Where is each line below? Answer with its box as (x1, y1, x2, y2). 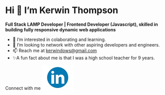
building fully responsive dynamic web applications (5, 26, 116, 32)
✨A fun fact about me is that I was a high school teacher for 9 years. (12, 55, 155, 61)
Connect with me (5, 85, 41, 91)
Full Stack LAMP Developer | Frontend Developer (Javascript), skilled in (5, 21, 158, 27)
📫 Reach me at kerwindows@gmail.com (12, 47, 97, 54)
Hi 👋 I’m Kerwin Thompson (5, 5, 119, 16)
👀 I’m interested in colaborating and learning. (12, 36, 106, 42)
